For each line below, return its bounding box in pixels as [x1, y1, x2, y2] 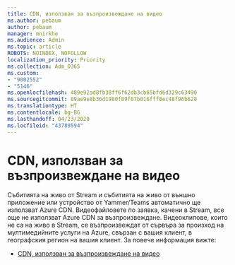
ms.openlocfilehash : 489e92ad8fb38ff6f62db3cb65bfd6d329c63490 [7, 89, 198, 96]
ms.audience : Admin [7, 37, 65, 44]
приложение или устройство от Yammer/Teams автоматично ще [7, 199, 201, 207]
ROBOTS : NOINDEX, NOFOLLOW [7, 50, 87, 57]
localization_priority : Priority [7, 57, 106, 64]
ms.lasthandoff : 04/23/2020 [7, 115, 90, 122]
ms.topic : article [7, 43, 61, 50]
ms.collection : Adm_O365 [7, 63, 80, 70]
